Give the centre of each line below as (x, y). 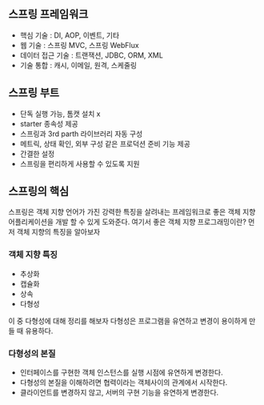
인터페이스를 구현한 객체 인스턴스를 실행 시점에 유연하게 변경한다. (121, 373)
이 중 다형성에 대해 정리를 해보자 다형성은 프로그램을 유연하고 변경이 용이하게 (128, 321)
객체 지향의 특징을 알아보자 (58, 232)
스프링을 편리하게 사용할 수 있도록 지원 (80, 163)
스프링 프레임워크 (48, 14)
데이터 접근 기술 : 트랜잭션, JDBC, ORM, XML (92, 55)
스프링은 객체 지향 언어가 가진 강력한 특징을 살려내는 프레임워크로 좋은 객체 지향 (132, 212)
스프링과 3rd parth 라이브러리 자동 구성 (81, 134)
